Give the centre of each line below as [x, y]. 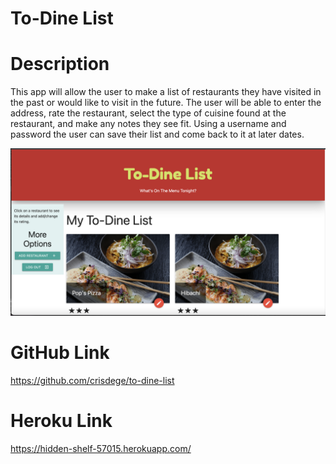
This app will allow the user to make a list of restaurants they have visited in [166, 92]
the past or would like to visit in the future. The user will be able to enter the [166, 103]
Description [60, 64]
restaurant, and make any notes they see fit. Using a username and [148, 124]
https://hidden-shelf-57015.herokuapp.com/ [101, 448]
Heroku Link [61, 421]
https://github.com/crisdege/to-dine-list [92, 380]
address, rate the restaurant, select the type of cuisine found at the [148, 113]
